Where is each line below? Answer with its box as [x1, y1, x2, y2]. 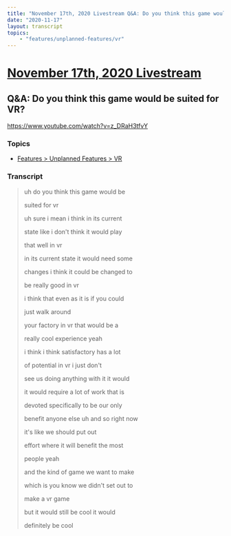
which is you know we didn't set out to [23, 481, 133, 489]
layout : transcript [7, 23, 63, 30]
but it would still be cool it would [23, 508, 115, 516]
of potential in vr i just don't [23, 361, 102, 369]
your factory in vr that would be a [23, 321, 119, 329]
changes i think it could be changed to [23, 267, 133, 276]
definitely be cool [23, 521, 74, 529]
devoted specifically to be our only [23, 401, 122, 409]
